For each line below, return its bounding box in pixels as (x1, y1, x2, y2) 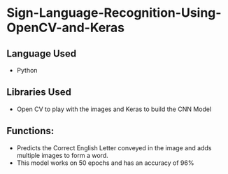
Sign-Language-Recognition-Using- (6, 5, 222, 21)
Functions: (6, 125, 55, 137)
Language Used (6, 48, 77, 59)
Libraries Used (6, 86, 71, 99)
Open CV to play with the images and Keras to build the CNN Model (16, 105, 212, 113)
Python (16, 66, 38, 74)
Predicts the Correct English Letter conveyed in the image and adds (16, 143, 212, 152)
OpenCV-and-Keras (6, 20, 125, 36)
